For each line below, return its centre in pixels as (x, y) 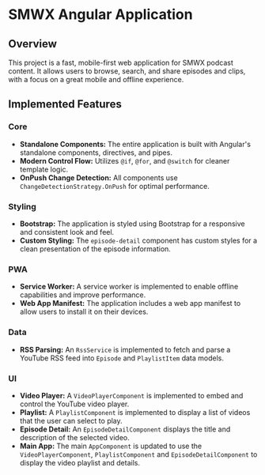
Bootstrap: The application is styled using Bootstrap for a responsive (132, 224)
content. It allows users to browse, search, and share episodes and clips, (127, 71)
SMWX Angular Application (100, 15)
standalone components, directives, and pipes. (96, 153)
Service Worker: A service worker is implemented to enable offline (129, 287)
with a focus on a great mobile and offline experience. (96, 79)
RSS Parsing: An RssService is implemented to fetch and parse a (125, 349)
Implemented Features (65, 104)
